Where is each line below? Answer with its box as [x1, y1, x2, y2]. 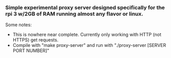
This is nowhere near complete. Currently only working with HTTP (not [12, 32, 162, 38]
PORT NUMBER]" [12, 47, 50, 54]
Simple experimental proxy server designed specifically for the [5, 4, 165, 11]
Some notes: [5, 22, 32, 28]
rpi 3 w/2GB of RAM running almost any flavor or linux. [5, 10, 143, 17]
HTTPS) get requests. [12, 37, 59, 43]
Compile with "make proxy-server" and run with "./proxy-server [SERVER [12, 42, 166, 48]
